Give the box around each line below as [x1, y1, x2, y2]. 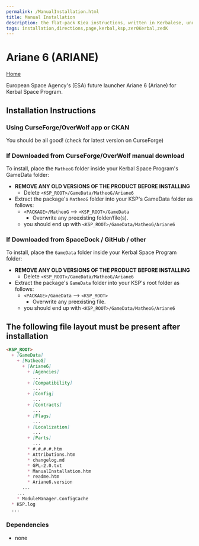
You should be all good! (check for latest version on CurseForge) [6, 136, 164, 144]
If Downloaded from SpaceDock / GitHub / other [6, 236, 146, 244]
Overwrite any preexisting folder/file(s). [32, 214, 129, 221]
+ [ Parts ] [27, 435, 52, 441]
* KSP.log [11, 501, 36, 507]
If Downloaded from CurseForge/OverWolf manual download [6, 151, 185, 160]
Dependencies [6, 520, 49, 529]
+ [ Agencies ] [27, 369, 60, 374]
